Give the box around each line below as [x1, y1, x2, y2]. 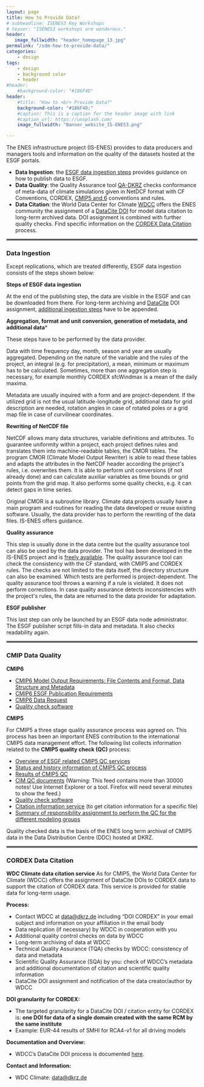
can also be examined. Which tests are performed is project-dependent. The [6, 573, 198, 580]
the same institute [15, 1020, 63, 1027]
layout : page [6, 9, 39, 15]
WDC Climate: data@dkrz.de [15, 1074, 87, 1082]
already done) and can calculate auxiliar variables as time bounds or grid [6, 473, 188, 481]
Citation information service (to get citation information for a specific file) [15, 803, 198, 810]
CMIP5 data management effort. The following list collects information [6, 739, 182, 746]
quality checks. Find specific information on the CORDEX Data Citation [15, 220, 192, 228]
